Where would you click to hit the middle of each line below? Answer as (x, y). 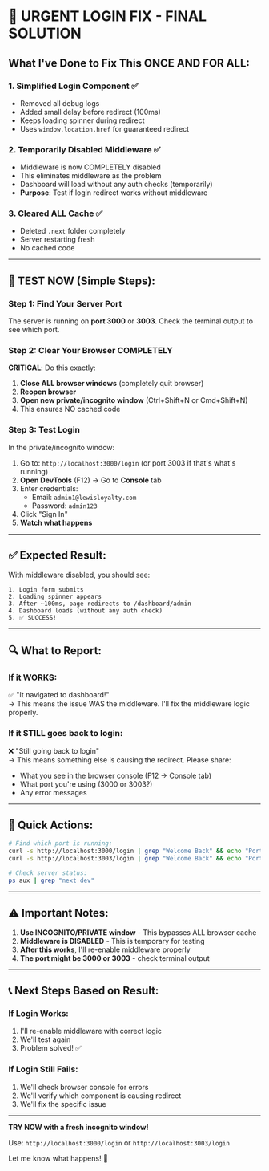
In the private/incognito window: (62, 447)
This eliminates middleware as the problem (90, 176)
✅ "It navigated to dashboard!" (59, 695)
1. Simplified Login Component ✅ (73, 86)
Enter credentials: (49, 488)
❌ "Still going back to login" (54, 750)
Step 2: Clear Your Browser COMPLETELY (91, 351)
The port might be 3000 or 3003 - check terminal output (114, 958)
